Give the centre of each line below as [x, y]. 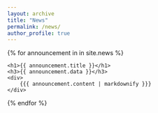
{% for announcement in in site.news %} [66, 53]
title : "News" [28, 20]
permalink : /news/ [34, 27]
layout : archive [31, 14]
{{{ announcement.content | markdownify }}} [86, 84]
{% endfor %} [27, 103]
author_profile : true [39, 33]
